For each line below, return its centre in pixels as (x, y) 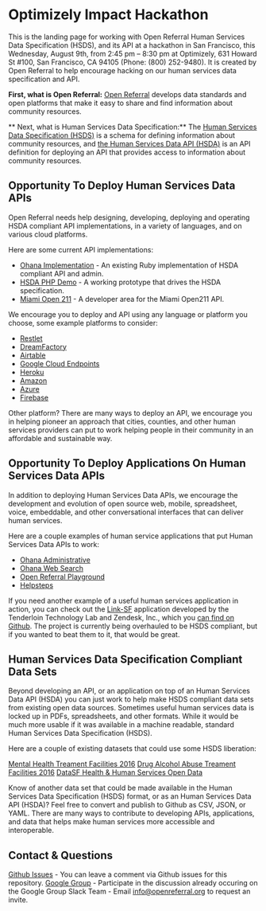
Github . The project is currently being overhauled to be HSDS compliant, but (133, 626)
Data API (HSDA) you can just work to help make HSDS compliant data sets (131, 699)
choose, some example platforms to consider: (83, 323)
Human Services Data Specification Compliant (125, 659)
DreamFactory (43, 346)
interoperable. (31, 831)
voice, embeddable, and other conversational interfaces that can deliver (126, 512)
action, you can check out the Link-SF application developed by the (119, 609)
